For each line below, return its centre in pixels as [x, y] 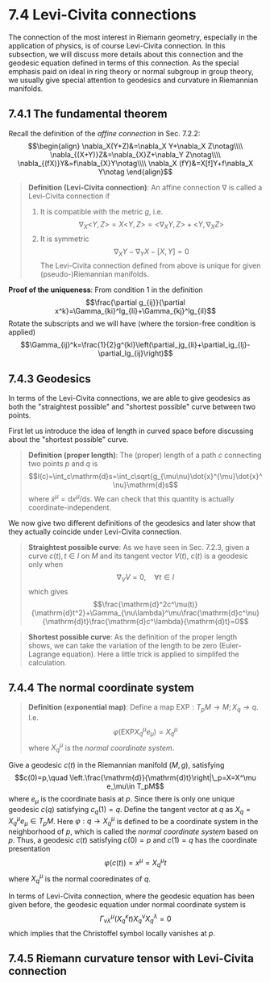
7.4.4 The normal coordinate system [102, 688]
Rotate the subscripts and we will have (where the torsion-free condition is [132, 323]
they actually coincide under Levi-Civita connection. [95, 531]
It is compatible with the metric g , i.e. [102, 211]
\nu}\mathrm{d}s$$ [145, 485]
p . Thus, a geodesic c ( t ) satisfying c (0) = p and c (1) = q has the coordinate [133, 840]
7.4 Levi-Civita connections [102, 15]
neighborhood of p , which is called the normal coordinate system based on [133, 831]
